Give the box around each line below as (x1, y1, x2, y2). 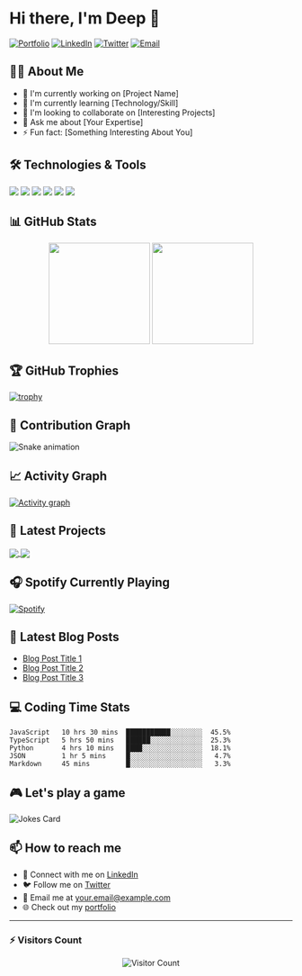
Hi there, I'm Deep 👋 (9, 8, 160, 29)
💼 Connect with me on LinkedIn (22, 869, 139, 880)
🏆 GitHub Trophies (9, 363, 120, 378)
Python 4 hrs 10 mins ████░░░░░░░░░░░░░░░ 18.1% (9, 744, 231, 753)
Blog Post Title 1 (22, 653, 83, 664)
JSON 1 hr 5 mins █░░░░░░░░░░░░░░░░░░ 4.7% (9, 752, 231, 761)
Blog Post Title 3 (22, 673, 84, 683)
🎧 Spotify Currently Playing (9, 575, 171, 591)
